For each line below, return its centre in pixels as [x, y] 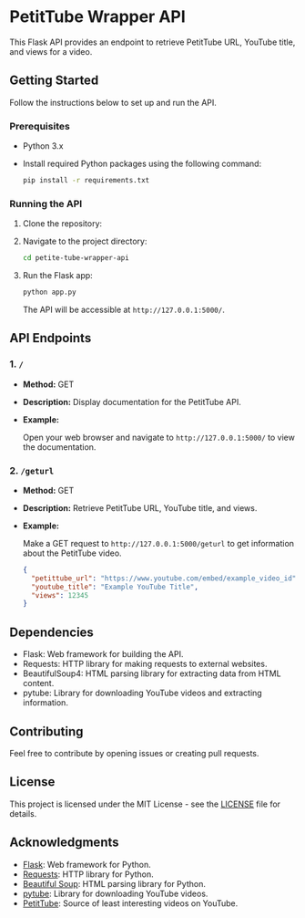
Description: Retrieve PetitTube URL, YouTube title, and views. [140, 507]
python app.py [49, 292]
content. [38, 683]
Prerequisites [40, 126]
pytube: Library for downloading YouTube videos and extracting [142, 693]
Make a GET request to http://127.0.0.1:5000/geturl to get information [158, 543]
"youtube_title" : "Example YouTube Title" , [115, 587]
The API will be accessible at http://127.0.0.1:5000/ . [123, 309]
